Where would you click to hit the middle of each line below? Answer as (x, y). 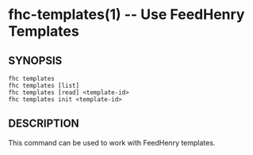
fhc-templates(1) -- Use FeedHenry (126, 15)
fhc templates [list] (44, 85)
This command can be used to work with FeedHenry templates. (112, 142)
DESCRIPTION (44, 124)
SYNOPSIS (35, 60)
